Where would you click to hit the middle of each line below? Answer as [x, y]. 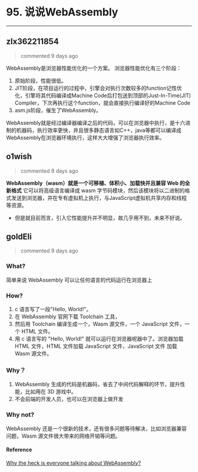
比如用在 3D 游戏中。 [51, 392]
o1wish [19, 156]
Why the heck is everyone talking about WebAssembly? [74, 463]
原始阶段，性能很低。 [40, 80]
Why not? [20, 415]
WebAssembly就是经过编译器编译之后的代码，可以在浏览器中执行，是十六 [96, 122]
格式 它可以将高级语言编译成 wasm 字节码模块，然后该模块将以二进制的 [98, 190]
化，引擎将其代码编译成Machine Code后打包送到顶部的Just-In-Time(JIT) [103, 95]
